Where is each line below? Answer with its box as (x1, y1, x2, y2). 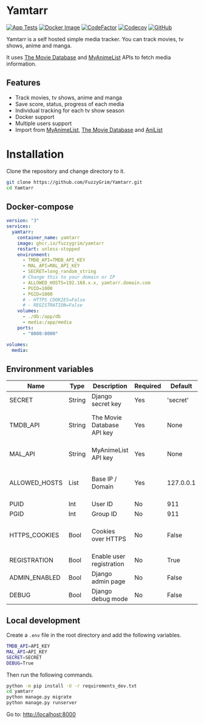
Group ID (91, 510, 117, 518)
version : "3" (6, 218, 39, 224)
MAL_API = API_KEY (6, 649, 47, 655)
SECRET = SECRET (6, 654, 42, 660)
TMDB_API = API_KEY (6, 643, 50, 649)
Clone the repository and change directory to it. (6, 167, 126, 175)
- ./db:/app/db (22, 314, 61, 320)
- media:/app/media (22, 319, 72, 325)
